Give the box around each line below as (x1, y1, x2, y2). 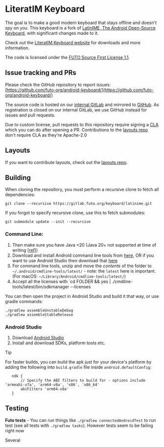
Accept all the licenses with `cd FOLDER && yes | (12, 279, 111, 284)
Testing (5, 404, 29, 413)
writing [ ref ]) (12, 247, 38, 253)
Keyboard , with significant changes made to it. (5, 30, 99, 36)
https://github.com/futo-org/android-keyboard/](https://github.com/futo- (6, 87, 154, 93)
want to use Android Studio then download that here (12, 257, 118, 263)
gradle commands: (5, 298, 43, 304)
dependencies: (5, 192, 35, 197)
